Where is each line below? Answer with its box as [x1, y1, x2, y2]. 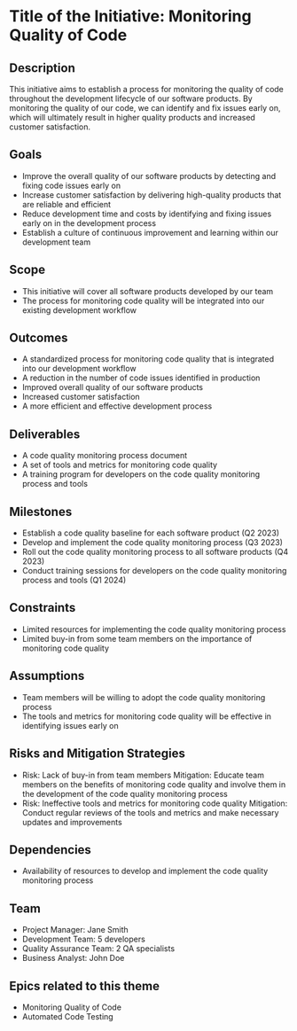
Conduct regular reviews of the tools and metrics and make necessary [21, 807, 279, 817]
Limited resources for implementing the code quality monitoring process [21, 623, 286, 635]
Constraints [9, 600, 76, 615]
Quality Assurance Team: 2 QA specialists [21, 943, 176, 954]
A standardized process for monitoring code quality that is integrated [21, 354, 275, 364]
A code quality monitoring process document [21, 450, 188, 461]
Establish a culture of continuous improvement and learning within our [21, 227, 279, 238]
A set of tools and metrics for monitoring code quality [21, 459, 218, 471]
